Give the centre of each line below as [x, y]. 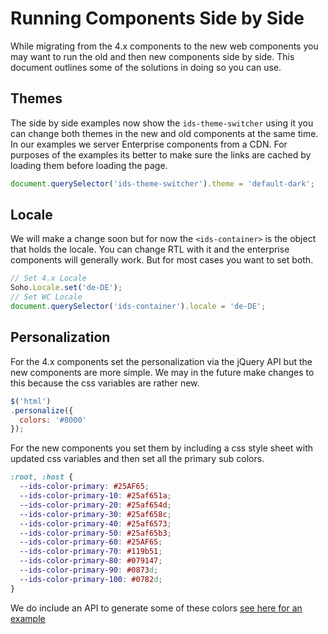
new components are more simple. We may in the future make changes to [162, 372]
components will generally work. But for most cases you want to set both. [162, 260]
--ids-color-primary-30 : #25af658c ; [95, 514]
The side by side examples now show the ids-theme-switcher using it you [162, 123]
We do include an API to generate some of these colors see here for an [156, 608]
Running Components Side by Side [157, 18]
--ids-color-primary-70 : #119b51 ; [91, 552]
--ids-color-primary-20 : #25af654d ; [95, 505]
